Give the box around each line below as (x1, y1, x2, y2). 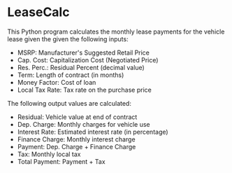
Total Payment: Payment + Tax (17, 157, 106, 165)
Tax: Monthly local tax (17, 150, 81, 158)
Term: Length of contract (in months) (17, 71, 124, 79)
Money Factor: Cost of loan (17, 78, 96, 86)
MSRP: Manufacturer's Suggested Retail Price (17, 48, 150, 57)
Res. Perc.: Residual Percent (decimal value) (17, 63, 145, 71)
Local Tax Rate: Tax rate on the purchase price (17, 85, 152, 94)
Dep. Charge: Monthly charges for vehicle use (17, 120, 150, 128)
